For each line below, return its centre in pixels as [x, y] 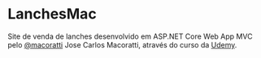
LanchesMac [52, 14]
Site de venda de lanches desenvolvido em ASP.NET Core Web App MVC [130, 36]
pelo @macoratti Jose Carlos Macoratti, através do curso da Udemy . [122, 44]
